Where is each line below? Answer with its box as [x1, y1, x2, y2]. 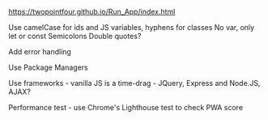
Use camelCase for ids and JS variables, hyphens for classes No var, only [8, 23, 255, 32]
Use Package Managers [8, 62, 88, 72]
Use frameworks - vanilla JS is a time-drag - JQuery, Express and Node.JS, [8, 79, 261, 88]
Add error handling [8, 47, 71, 56]
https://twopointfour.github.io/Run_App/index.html [8, 7, 176, 16]
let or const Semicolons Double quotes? [8, 32, 142, 41]
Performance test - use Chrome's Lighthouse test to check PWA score [8, 103, 244, 112]
